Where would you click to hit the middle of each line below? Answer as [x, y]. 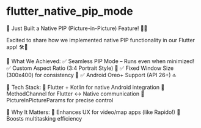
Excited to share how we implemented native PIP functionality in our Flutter [101, 40]
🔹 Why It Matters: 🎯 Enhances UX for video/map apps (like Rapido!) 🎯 [93, 112]
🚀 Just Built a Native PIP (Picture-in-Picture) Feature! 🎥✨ [77, 28]
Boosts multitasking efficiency [44, 118]
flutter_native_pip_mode [70, 11]
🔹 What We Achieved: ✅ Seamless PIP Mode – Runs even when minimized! [100, 61]
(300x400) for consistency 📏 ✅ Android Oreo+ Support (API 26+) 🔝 [91, 75]
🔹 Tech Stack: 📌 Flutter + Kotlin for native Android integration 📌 [86, 87]
